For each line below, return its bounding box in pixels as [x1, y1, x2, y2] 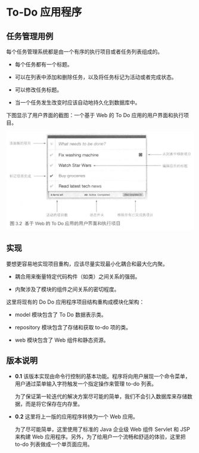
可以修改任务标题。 [14, 86, 63, 93]
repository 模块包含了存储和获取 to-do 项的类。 [14, 323, 131, 330]
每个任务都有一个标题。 [14, 61, 73, 68]
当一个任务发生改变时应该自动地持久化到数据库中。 [14, 99, 141, 106]
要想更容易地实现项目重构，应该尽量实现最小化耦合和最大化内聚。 [6, 260, 168, 267]
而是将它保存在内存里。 [25, 400, 83, 407]
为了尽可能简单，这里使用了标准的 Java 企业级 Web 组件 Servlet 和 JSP [14, 426, 191, 433]
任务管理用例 [6, 31, 54, 41]
